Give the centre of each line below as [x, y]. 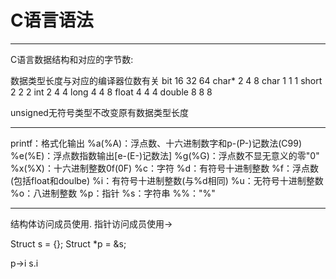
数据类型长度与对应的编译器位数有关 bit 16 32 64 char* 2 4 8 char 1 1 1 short [166, 80]
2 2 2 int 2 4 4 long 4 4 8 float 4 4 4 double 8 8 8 [111, 92]
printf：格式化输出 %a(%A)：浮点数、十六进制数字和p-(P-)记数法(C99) [156, 143]
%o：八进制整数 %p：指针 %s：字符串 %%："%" [113, 193]
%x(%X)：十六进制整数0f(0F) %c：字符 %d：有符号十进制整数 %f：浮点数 [165, 168]
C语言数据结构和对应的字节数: [72, 59]
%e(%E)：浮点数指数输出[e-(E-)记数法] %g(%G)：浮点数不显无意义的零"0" [165, 155]
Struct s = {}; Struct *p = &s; [68, 243]
